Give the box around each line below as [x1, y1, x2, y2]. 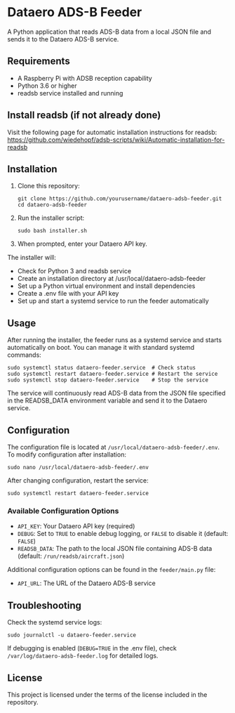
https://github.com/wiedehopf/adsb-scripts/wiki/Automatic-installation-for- [7, 135, 225, 144]
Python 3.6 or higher [17, 81, 77, 90]
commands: [7, 351, 42, 359]
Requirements [7, 55, 70, 67]
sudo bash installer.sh [17, 228, 88, 235]
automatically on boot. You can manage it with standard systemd [7, 344, 195, 352]
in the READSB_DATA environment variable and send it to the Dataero [7, 396, 208, 405]
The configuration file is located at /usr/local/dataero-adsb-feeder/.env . [7, 443, 220, 451]
